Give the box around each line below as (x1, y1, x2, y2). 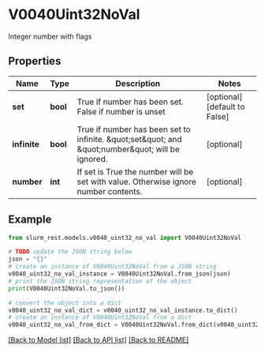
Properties (8, 54, 62, 68)
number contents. (77, 185, 143, 197)
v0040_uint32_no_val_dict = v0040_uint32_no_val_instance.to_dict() (8, 306, 238, 314)
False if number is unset (77, 106, 166, 117)
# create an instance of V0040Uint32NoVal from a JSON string (8, 263, 217, 271)
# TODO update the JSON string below (8, 248, 132, 256)
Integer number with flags (8, 32, 92, 41)
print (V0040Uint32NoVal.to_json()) (8, 284, 125, 293)
